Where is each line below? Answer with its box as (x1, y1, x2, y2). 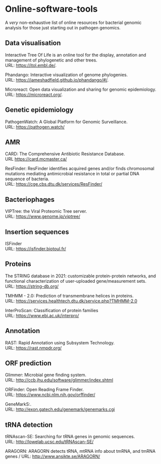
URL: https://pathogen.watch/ (5, 124, 65, 130)
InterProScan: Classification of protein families (5, 307, 99, 313)
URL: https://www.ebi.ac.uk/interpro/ (5, 313, 80, 318)
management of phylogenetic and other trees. (5, 57, 98, 63)
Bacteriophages (5, 195, 55, 204)
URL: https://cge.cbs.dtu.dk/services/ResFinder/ (5, 181, 102, 187)
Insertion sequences (5, 228, 69, 236)
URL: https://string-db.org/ (5, 283, 59, 289)
